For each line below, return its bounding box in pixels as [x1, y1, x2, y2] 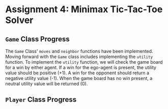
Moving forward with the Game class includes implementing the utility [5, 53, 153, 60]
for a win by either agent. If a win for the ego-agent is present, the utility [5, 65, 157, 70]
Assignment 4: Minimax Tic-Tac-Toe [5, 4, 163, 15]
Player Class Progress [5, 95, 77, 104]
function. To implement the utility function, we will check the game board [5, 59, 163, 65]
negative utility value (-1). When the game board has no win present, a [5, 75, 153, 81]
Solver [5, 14, 34, 26]
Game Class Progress [5, 35, 70, 43]
